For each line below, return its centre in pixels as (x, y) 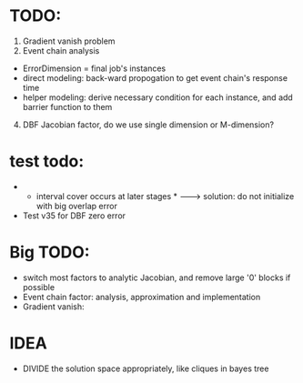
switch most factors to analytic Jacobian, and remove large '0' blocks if (157, 277)
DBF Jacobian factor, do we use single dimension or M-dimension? (148, 125)
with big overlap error (77, 206)
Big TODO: (50, 252)
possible (39, 287)
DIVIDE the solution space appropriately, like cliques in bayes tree (146, 368)
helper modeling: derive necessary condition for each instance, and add (157, 97)
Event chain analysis (61, 50)
